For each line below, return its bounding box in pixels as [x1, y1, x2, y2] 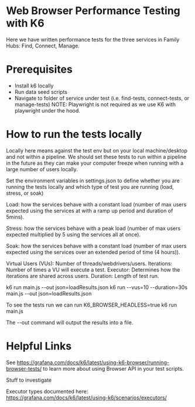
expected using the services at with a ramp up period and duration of [6, 207, 173, 214]
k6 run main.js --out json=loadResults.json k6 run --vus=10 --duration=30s [6, 283, 188, 291]
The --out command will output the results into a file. [6, 318, 134, 326]
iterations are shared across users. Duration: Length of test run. [6, 272, 159, 279]
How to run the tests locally [6, 128, 142, 141]
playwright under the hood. [14, 107, 81, 114]
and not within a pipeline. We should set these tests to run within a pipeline [6, 153, 187, 160]
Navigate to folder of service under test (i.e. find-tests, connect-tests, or [14, 94, 190, 101]
